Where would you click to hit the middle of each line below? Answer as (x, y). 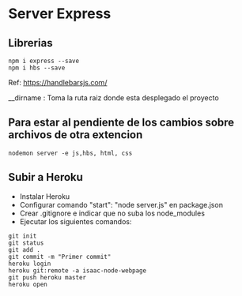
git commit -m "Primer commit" (60, 257)
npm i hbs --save (37, 68)
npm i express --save (44, 61)
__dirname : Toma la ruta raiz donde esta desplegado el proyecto (113, 98)
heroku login (30, 264)
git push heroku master (47, 277)
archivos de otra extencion (76, 135)
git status (26, 243)
